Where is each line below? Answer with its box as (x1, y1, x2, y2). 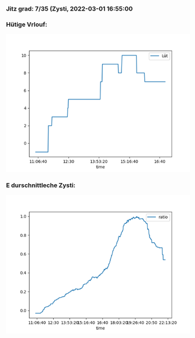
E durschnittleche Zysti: (6, 181, 76, 189)
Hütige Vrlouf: (6, 20, 48, 28)
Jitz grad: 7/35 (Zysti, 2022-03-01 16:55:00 (6, 5, 133, 13)
